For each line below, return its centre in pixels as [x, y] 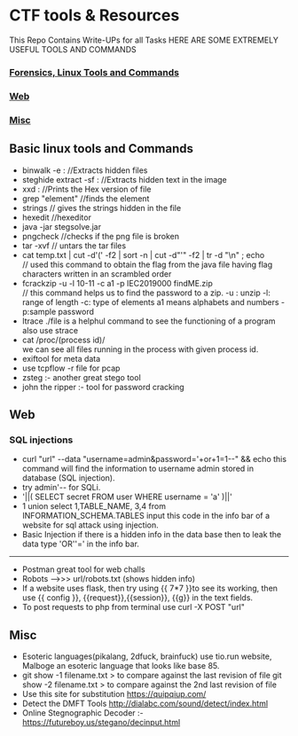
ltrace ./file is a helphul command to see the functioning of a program [149, 321]
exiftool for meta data [61, 358]
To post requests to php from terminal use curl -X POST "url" [133, 607]
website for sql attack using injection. [90, 525]
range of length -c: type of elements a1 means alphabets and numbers [150, 301]
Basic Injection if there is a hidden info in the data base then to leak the [152, 535]
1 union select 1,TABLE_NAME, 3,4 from [94, 506]
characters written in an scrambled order [97, 274]
